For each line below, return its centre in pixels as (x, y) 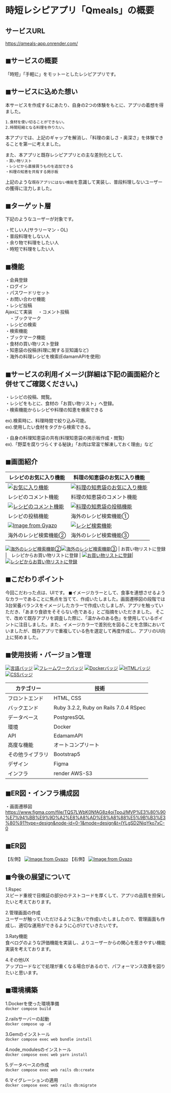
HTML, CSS (67, 698)
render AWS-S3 (73, 773)
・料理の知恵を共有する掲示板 (32, 172)
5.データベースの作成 (27, 1064)
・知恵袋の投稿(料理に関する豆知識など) (47, 350)
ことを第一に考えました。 (36, 144)
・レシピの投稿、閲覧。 (30, 397)
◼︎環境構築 (22, 990)
